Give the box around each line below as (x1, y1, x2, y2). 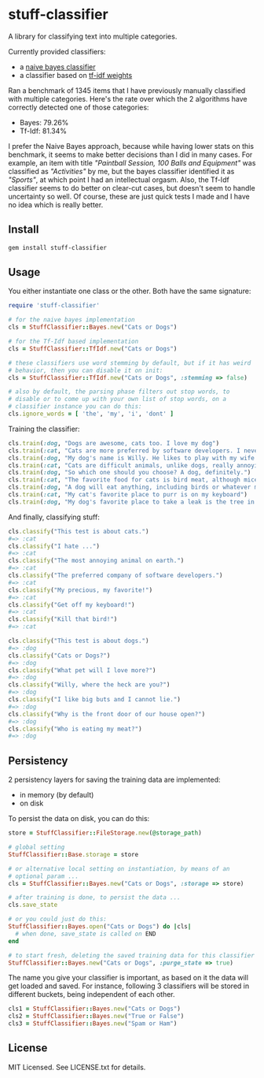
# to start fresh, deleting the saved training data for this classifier (8, 951, 255, 959)
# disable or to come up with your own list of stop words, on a (8, 396, 226, 403)
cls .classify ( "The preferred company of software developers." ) (8, 571, 223, 580)
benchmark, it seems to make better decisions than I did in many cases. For (8, 150, 253, 159)
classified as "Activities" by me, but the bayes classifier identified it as (8, 166, 235, 176)
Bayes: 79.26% (19, 117, 69, 127)
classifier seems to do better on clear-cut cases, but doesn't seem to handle (8, 183, 255, 192)
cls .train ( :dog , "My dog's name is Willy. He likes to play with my (8, 454, 237, 462)
